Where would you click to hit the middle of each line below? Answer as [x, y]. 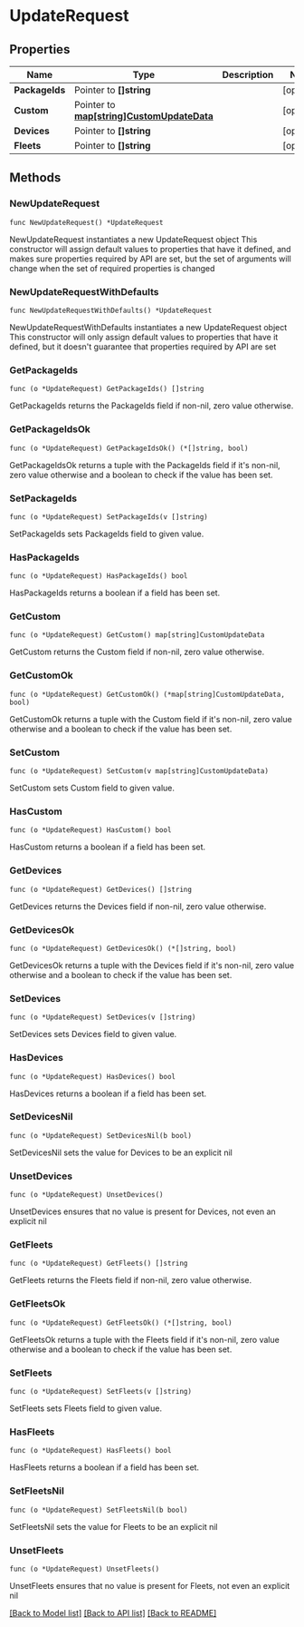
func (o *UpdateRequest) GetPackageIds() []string [107, 389]
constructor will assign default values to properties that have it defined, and [150, 249]
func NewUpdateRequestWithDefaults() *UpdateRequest [111, 310]
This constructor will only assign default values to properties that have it [144, 337]
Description [248, 75]
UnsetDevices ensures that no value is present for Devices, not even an [142, 1211]
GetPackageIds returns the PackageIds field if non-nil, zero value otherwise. [152, 406]
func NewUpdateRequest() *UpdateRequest [87, 222]
